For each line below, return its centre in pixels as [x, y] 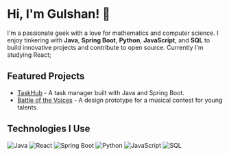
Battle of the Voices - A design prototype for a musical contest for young [120, 100]
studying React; [29, 55]
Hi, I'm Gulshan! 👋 [59, 14]
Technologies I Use [49, 129]
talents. [27, 107]
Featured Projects [46, 76]
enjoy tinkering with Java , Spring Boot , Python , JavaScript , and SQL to [109, 40]
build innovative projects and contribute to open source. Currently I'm [105, 47]
